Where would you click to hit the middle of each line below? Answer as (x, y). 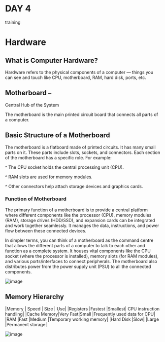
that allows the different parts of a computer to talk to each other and (75, 245)
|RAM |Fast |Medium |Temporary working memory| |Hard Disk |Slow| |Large (82, 319)
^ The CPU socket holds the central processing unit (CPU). (65, 167)
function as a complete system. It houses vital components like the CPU (78, 251)
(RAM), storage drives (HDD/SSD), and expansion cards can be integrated (80, 220)
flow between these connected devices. (46, 230)
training (13, 22)
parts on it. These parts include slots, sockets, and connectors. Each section (83, 152)
